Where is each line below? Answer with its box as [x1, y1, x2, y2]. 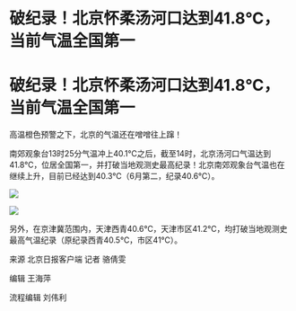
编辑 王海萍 [9, 273, 51, 284]
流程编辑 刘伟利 [9, 292, 67, 303]
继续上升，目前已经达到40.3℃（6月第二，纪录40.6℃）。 [9, 171, 220, 182]
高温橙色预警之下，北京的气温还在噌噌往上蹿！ [9, 129, 182, 140]
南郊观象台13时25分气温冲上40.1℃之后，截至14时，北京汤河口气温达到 [9, 148, 272, 159]
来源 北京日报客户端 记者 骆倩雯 [9, 253, 126, 265]
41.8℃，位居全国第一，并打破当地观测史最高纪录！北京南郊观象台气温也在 [9, 159, 285, 171]
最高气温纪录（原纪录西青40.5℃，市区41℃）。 [9, 235, 183, 245]
